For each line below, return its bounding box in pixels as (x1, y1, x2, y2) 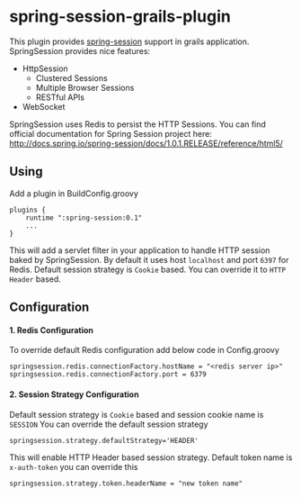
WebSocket (22, 101, 66, 112)
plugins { (9, 205, 47, 214)
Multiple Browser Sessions (35, 82, 135, 93)
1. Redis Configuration (9, 324, 94, 335)
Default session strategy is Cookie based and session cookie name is (9, 409, 264, 420)
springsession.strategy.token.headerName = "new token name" (9, 479, 243, 488)
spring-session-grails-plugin (9, 6, 231, 27)
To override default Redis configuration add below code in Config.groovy (9, 345, 280, 356)
